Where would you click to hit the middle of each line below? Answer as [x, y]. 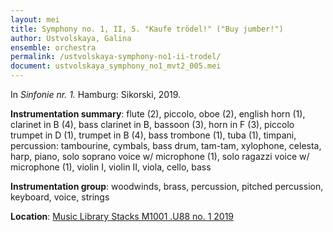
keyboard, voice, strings [60, 197]
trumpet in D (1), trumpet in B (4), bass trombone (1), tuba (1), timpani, [153, 135]
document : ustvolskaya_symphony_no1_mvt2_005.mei [116, 66]
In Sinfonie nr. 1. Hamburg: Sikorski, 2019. [96, 94]
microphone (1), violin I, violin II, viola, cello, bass [111, 167]
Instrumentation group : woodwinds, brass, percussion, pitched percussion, [167, 186]
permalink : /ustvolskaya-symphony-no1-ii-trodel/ [116, 57]
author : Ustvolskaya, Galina [71, 38]
